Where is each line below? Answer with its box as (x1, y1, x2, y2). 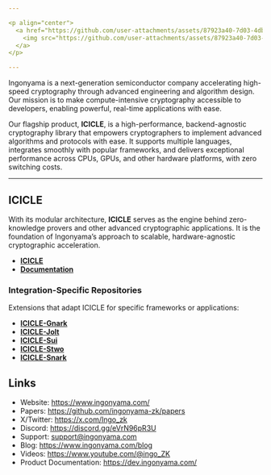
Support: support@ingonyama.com (19, 432, 137, 442)
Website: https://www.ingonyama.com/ (19, 398, 151, 407)
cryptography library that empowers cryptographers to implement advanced (8, 128, 262, 138)
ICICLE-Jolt (19, 327, 60, 337)
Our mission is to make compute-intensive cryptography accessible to (8, 95, 242, 105)
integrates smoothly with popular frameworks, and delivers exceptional (8, 145, 244, 155)
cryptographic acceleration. (8, 240, 101, 250)
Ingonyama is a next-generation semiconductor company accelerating (8, 78, 242, 88)
